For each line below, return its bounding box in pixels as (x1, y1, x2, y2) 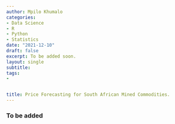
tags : (6, 70, 20, 76)
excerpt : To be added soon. (6, 53, 77, 59)
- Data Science (6, 20, 44, 26)
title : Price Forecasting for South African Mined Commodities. (6, 92, 170, 98)
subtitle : (6, 64, 31, 71)
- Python (6, 31, 28, 37)
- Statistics (6, 37, 39, 43)
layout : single (6, 59, 44, 65)
